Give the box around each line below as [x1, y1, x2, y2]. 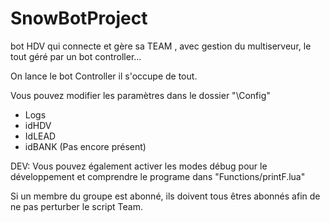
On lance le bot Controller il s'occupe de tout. [10, 70, 198, 82]
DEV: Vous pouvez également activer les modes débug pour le [10, 160, 268, 172]
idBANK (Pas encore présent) [24, 140, 147, 152]
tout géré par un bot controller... [10, 50, 142, 62]
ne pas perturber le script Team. [10, 200, 143, 212]
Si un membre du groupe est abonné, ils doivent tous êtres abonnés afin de [10, 190, 321, 202]
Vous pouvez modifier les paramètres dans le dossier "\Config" [10, 89, 271, 101]
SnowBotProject [10, 7, 148, 30]
